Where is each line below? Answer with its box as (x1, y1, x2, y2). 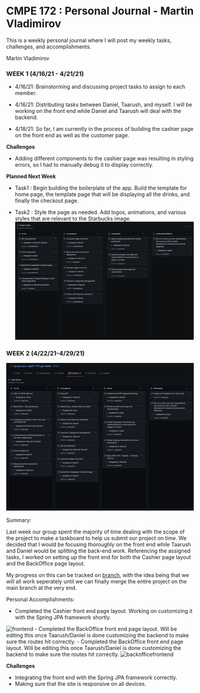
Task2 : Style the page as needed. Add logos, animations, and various (14, 209, 186, 216)
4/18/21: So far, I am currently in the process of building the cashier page (14, 126, 193, 133)
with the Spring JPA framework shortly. (14, 613, 111, 621)
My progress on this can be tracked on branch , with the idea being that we (6, 571, 189, 578)
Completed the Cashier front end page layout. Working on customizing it (14, 607, 193, 614)
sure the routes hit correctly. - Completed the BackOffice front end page (6, 638, 183, 645)
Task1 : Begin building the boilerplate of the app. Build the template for (14, 184, 187, 192)
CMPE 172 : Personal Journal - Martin (6, 4, 194, 18)
